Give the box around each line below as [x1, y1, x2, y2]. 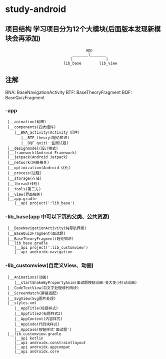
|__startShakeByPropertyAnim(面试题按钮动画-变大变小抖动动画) [14, 280, 137, 285]
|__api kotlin [14, 335, 43, 341]
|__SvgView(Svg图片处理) [7, 296, 56, 301]
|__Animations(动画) [7, 274, 49, 280]
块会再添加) [5, 34, 41, 43]
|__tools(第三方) [7, 187, 41, 192]
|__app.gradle [7, 196, 37, 201]
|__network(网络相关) [7, 160, 49, 165]
